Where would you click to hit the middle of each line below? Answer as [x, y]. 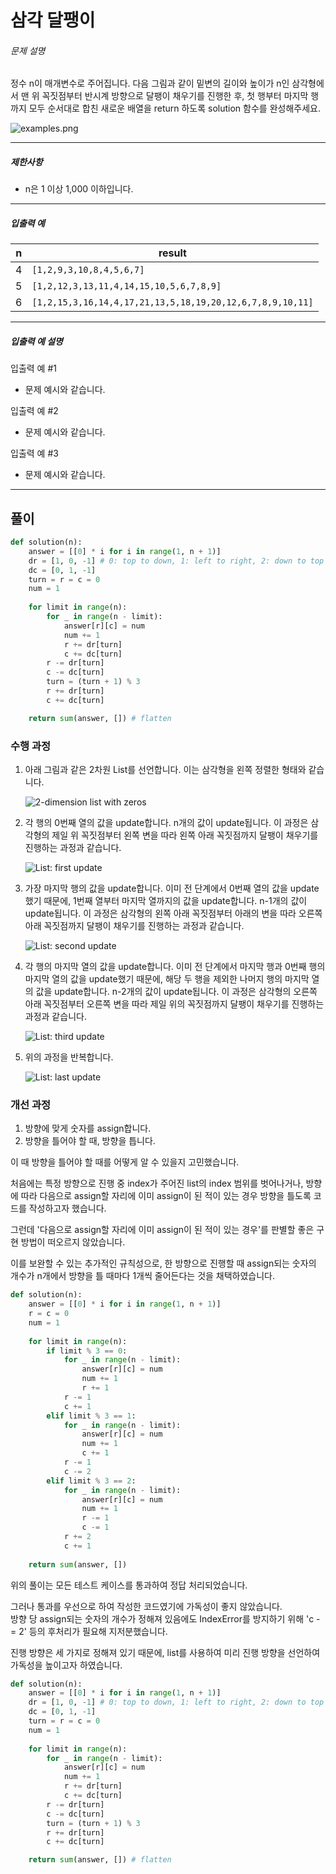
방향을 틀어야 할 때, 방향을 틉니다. [90, 1141]
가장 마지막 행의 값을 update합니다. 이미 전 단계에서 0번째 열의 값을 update [172, 888]
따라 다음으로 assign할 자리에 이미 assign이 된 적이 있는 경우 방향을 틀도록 [166, 1196]
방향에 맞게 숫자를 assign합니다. [88, 1128]
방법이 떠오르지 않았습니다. [73, 1242]
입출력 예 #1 [33, 368]
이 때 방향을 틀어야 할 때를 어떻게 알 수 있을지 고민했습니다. [125, 1162]
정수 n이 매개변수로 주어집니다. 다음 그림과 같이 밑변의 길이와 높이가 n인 [150, 83]
